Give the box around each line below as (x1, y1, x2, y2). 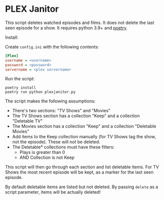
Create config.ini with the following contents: (5, 44, 99, 50)
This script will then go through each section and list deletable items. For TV (5, 164, 159, 170)
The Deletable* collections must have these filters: (12, 144, 114, 150)
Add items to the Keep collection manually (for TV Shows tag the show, (12, 134, 156, 140)
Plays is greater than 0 (19, 150, 65, 155)
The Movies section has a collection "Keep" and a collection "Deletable (12, 124, 156, 129)
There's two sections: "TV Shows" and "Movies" (12, 108, 110, 114)
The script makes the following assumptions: (5, 98, 96, 104)
